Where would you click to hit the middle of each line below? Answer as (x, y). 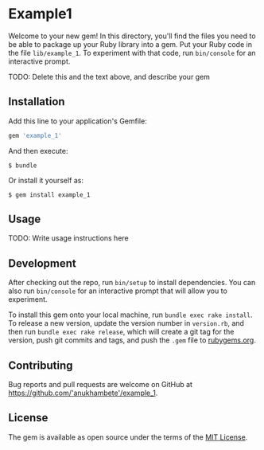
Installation (37, 102)
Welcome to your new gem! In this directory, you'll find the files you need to (132, 36)
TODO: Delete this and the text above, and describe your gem (109, 76)
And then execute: (38, 151)
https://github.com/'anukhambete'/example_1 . (83, 393)
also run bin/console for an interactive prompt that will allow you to (118, 291)
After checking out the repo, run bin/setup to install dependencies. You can (132, 283)
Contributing (41, 365)
